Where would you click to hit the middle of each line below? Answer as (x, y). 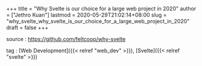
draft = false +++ (27, 27)
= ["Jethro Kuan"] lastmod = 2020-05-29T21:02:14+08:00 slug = (87, 15)
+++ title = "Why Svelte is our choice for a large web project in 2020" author (101, 9)
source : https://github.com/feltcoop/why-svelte (66, 39)
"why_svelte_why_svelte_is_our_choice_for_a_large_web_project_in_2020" (98, 21)
